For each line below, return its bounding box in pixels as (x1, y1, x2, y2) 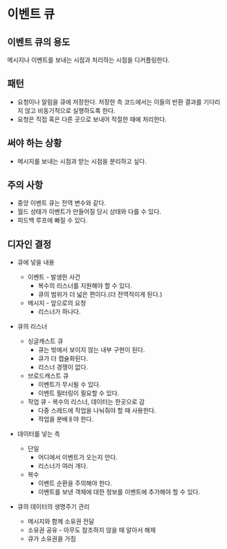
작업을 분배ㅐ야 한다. (37, 415, 94, 424)
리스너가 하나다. (37, 308, 81, 316)
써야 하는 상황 (7, 137, 62, 149)
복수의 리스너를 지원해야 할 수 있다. (37, 281, 133, 290)
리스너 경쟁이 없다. (37, 363, 89, 372)
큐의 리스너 (17, 322, 48, 331)
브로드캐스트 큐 (27, 372, 69, 380)
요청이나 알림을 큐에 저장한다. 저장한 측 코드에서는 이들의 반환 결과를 (17, 98, 202, 106)
